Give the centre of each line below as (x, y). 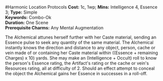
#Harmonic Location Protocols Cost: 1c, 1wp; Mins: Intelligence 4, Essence (81, 7)
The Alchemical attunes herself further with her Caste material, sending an (81, 37)
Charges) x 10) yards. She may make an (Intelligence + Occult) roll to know (81, 58)
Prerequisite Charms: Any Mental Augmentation (54, 28)
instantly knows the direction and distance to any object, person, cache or (80, 48)
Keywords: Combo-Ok (28, 17)
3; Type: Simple (21, 12)
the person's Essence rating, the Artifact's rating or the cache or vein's (77, 63)
